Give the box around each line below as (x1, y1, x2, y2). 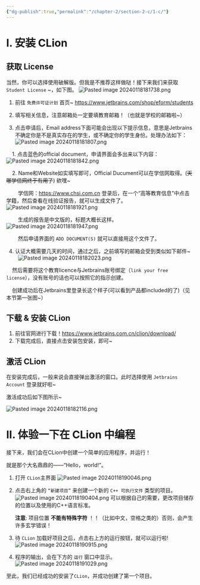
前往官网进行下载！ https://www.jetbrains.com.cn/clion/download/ (14, 330, 176, 337)
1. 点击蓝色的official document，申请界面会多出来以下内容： (11, 150, 160, 158)
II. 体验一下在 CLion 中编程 (6, 428, 136, 442)
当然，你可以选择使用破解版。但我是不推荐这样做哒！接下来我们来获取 (6, 79, 179, 86)
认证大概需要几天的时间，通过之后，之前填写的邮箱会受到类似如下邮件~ (14, 248, 191, 255)
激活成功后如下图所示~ (6, 393, 62, 401)
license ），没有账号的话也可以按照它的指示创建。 (6, 274, 127, 281)
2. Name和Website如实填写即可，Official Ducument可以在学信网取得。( (11, 169, 187, 176)
